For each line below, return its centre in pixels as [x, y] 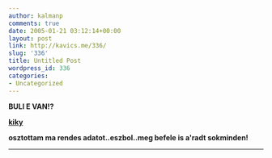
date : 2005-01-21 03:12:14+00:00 [65, 31]
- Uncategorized [36, 83]
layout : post [30, 38]
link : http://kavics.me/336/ [57, 46]
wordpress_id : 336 [39, 69]
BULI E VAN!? [31, 106]
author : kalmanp [36, 16]
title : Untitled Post [45, 61]
